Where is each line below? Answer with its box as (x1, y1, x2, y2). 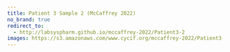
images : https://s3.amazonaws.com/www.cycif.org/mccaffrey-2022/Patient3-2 (7, 35, 228, 42)
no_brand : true (7, 16, 51, 23)
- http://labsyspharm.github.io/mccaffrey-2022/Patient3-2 (13, 28, 186, 36)
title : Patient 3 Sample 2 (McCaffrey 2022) (7, 9, 136, 17)
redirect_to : (7, 22, 44, 29)
